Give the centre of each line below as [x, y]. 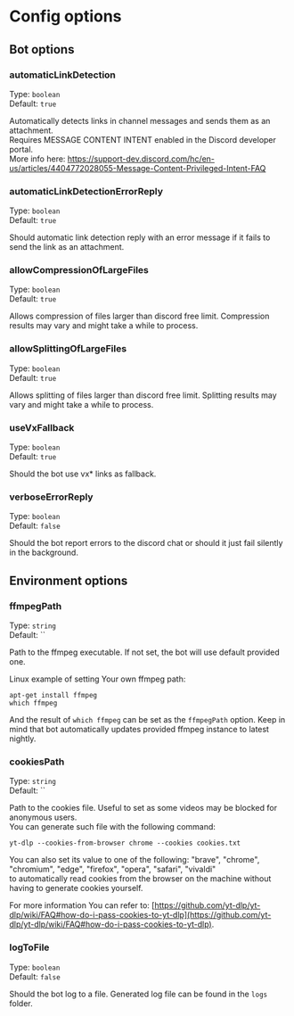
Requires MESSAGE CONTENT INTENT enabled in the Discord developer [143, 139]
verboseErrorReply [51, 497]
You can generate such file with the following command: [113, 827]
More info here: [37, 159]
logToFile [29, 947]
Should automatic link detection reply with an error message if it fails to [140, 237]
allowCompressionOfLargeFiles [79, 270]
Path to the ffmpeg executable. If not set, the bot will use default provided [145, 652]
